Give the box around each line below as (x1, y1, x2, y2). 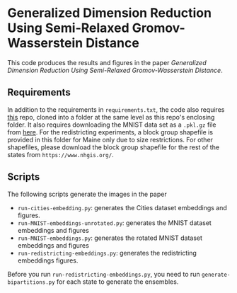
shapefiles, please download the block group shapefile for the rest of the (7, 143, 220, 151)
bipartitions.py (7, 278, 55, 286)
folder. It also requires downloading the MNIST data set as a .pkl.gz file (7, 120, 216, 129)
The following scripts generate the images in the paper (7, 190, 168, 198)
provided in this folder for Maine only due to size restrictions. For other (7, 135, 214, 144)
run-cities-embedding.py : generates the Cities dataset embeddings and (17, 203, 228, 212)
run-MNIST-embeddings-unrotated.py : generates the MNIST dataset (17, 218, 212, 227)
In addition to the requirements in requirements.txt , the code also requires (7, 105, 225, 114)
